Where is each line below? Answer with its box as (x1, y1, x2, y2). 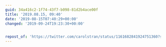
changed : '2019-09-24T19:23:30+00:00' (5, 21, 85, 26)
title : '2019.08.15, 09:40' (5, 12, 63, 17)
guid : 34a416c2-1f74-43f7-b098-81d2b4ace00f (5, 7, 98, 12)
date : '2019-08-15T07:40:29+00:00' (5, 16, 79, 21)
